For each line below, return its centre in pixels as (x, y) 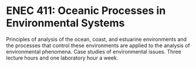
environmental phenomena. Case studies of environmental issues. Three (94, 51)
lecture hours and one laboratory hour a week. (62, 58)
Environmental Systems (65, 23)
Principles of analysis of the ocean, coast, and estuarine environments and (96, 39)
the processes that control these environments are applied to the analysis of (98, 45)
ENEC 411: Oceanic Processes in (86, 11)
